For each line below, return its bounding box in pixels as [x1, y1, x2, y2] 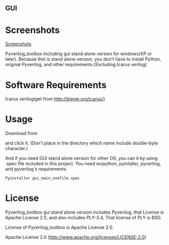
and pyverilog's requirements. [5, 166, 68, 172]
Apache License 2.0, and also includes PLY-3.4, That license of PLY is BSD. [5, 215, 162, 221]
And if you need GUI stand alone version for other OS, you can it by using [5, 155, 158, 161]
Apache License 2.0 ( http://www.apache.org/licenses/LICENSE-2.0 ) [5, 234, 146, 240]
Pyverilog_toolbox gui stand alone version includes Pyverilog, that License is [5, 209, 164, 215]
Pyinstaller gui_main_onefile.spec [5, 176, 80, 181]
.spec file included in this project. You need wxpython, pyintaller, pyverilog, [5, 161, 161, 167]
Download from [5, 130, 38, 136]
